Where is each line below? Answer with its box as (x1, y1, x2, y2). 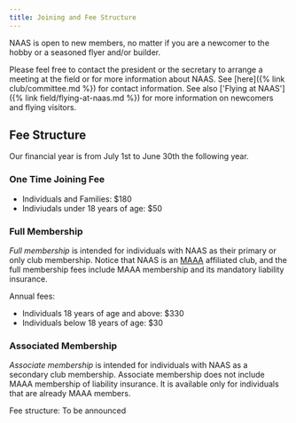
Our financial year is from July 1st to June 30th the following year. (9, 151, 250, 162)
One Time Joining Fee (9, 173, 105, 186)
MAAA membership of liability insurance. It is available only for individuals (9, 379, 279, 389)
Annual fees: (9, 291, 56, 302)
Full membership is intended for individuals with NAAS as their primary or (9, 245, 277, 256)
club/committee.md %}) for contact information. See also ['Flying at (9, 83, 257, 93)
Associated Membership (9, 339, 118, 352)
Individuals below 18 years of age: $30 (21, 317, 164, 329)
